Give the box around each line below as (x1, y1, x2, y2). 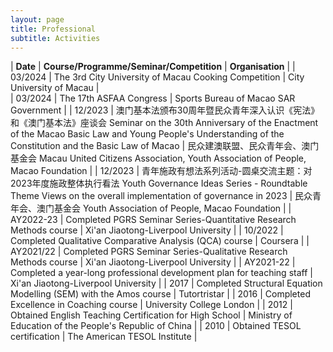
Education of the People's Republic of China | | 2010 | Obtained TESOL (10, 320, 302, 332)
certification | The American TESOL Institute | (10, 331, 198, 343)
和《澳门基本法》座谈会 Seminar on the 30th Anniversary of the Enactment (10, 117, 319, 129)
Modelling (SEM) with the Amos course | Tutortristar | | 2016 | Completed (10, 288, 311, 300)
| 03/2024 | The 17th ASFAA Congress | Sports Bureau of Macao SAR (10, 92, 296, 105)
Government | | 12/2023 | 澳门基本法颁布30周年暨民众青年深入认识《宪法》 (10, 104, 320, 116)
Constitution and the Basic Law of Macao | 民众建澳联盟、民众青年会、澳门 (10, 140, 320, 152)
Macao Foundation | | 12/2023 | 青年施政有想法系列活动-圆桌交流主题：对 (10, 165, 313, 177)
